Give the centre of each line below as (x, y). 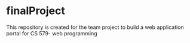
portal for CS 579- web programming (52, 33)
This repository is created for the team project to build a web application (95, 27)
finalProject (36, 11)
